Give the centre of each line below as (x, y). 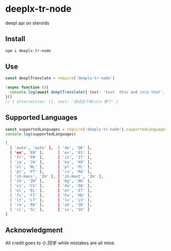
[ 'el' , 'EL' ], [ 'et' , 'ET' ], (51, 191)
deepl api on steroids (27, 23)
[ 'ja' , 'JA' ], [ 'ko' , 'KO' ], (51, 162)
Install (15, 39)
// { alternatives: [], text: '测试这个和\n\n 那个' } (62, 102)
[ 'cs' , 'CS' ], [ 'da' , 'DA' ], (51, 186)
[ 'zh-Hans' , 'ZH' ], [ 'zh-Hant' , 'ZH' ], (56, 176)
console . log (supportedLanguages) (41, 134)
